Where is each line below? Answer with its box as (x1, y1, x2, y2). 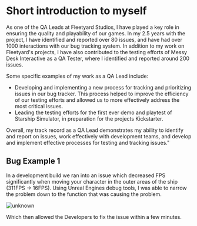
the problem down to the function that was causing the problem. (6, 190, 162, 198)
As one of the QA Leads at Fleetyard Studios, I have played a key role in (6, 24, 179, 31)
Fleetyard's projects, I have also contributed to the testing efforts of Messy (6, 48, 187, 55)
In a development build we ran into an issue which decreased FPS (6, 172, 166, 179)
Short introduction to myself (6, 4, 147, 18)
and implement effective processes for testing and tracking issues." (6, 139, 170, 146)
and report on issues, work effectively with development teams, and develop (6, 132, 192, 139)
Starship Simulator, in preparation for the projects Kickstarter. (14, 115, 163, 122)
